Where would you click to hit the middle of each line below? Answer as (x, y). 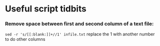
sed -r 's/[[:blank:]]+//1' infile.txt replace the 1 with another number (80, 34)
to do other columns (25, 39)
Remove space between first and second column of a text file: (80, 24)
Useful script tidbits (46, 9)
